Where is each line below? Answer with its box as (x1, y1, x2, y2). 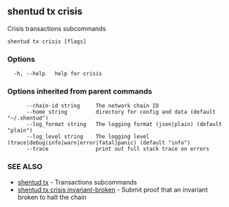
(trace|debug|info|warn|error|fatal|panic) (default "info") (7, 139, 191, 146)
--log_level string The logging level (25, 133, 150, 140)
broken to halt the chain (17, 193, 87, 201)
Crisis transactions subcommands (7, 24, 106, 32)
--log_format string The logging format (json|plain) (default (25, 121, 222, 128)
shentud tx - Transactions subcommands (17, 177, 137, 186)
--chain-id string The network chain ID (25, 102, 159, 110)
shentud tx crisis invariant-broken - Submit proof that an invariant (17, 185, 208, 194)
